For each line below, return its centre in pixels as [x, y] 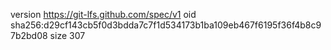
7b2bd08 [29, 35]
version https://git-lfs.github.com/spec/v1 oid [103, 14]
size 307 [67, 35]
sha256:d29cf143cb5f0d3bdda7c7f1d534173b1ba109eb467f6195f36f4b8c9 [166, 25]
